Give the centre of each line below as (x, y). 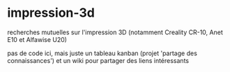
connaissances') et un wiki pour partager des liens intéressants (98, 60)
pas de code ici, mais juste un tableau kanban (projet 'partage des (102, 53)
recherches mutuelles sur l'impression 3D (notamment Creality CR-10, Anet (115, 32)
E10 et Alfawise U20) (37, 39)
